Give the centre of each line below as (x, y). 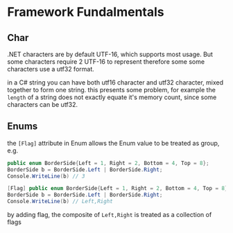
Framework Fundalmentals (86, 12)
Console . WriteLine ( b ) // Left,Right (60, 202)
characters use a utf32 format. (51, 69)
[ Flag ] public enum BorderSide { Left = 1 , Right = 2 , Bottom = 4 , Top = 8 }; (119, 189)
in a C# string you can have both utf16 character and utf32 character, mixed (115, 83)
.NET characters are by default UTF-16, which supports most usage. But (110, 54)
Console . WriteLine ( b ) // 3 (46, 176)
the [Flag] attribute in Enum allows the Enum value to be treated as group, (113, 143)
